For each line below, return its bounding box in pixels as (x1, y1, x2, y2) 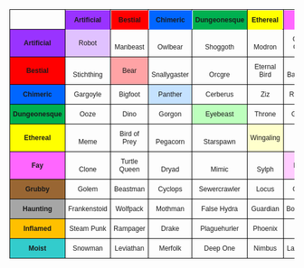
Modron (252, 42, 278, 51)
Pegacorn (155, 137, 185, 146)
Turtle (120, 157, 138, 166)
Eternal (254, 62, 277, 71)
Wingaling (250, 134, 280, 143)
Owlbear (157, 42, 184, 51)
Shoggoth (204, 42, 235, 51)
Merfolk (158, 244, 182, 253)
